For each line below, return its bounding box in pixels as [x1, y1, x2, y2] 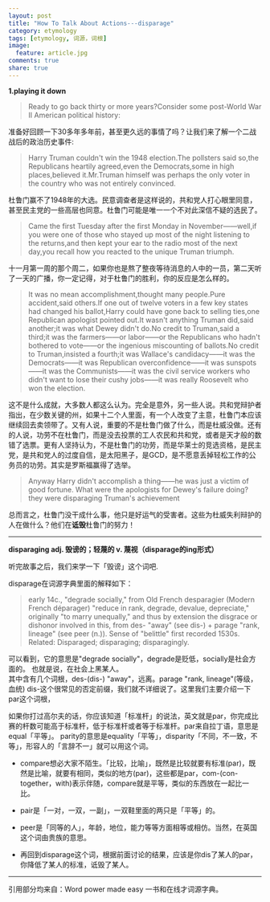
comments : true [8, 57, 59, 65]
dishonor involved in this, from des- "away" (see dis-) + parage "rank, [27, 620, 260, 630]
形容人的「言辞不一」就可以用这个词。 [25, 741, 153, 751]
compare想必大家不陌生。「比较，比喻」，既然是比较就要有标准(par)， [19, 758, 249, 768]
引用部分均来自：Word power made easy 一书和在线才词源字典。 [8, 884, 223, 894]
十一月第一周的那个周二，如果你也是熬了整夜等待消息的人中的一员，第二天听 [8, 263, 262, 273]
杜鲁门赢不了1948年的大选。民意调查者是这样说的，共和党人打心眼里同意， [8, 194, 257, 205]
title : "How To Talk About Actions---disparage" [8, 19, 174, 27]
